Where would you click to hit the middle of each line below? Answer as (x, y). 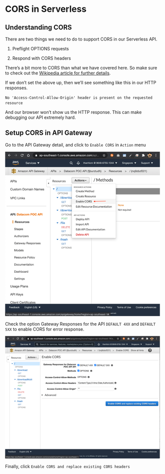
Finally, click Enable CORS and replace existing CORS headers (68, 466)
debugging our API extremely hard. (41, 117)
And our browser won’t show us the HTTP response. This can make (73, 112)
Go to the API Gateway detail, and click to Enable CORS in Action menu (76, 145)
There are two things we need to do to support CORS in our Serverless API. (81, 39)
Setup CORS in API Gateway (49, 133)
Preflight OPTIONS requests (41, 49)
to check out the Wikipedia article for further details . (58, 73)
